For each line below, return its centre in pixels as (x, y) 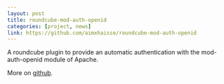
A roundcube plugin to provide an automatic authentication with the (103, 52)
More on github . (30, 73)
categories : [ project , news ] (49, 26)
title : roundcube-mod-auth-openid (57, 20)
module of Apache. (71, 60)
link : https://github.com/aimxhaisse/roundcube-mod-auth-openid (102, 33)
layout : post (26, 13)
